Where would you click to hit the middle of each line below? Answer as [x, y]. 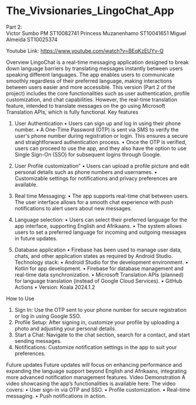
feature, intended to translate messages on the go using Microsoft [86, 105]
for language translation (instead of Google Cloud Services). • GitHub [98, 281]
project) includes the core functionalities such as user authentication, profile [98, 93]
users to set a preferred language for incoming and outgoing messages [100, 232]
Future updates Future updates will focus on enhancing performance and [94, 365]
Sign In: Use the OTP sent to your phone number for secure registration [101, 309]
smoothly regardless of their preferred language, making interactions [89, 81]
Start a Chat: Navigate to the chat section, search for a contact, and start [102, 335]
